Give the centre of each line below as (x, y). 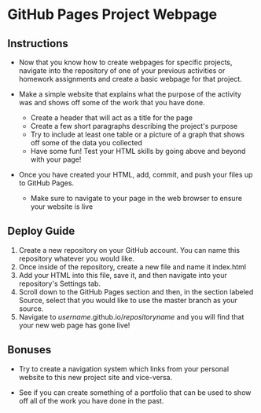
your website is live (62, 206)
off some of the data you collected (86, 143)
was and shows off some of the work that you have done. (112, 102)
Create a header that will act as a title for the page (112, 118)
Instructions (38, 44)
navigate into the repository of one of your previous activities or (122, 71)
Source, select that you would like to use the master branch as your (128, 300)
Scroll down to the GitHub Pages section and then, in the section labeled (136, 291)
